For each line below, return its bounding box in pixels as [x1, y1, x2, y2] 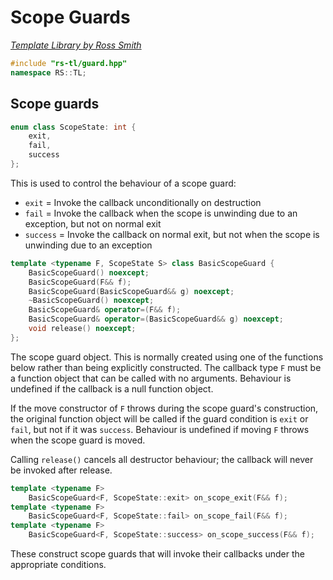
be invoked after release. [10, 464, 113, 476]
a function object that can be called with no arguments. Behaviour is [10, 372, 292, 384]
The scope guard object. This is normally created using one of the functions [10, 351, 324, 363]
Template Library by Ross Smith [10, 39, 142, 51]
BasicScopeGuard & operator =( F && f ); [28, 305, 182, 315]
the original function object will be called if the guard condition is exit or [10, 412, 309, 425]
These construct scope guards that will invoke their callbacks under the [10, 548, 305, 560]
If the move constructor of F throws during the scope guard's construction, [10, 402, 319, 414]
